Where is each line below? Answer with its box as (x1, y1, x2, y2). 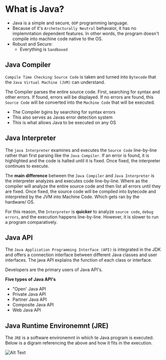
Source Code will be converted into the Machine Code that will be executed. (5, 99, 155, 105)
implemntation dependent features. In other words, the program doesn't (12, 30, 160, 36)
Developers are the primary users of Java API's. (5, 267, 103, 273)
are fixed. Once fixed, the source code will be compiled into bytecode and (5, 188, 156, 194)
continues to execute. (5, 163, 50, 169)
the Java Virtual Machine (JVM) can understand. (5, 79, 106, 85)
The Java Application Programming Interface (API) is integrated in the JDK (5, 247, 161, 253)
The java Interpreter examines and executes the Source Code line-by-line (5, 147, 157, 153)
